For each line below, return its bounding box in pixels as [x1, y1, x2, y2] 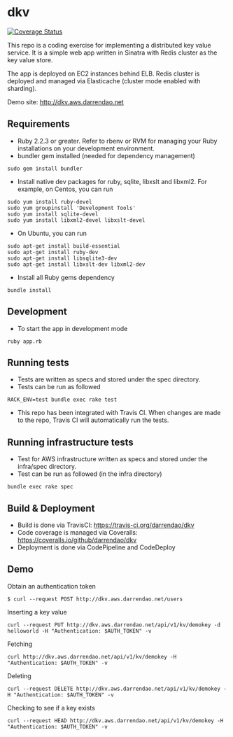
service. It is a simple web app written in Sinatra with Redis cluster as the [7, 48, 218, 57]
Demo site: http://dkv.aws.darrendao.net [7, 97, 124, 106]
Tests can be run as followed [17, 383, 101, 391]
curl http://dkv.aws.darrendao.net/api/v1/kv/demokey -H [7, 653, 177, 660]
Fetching [7, 640, 33, 648]
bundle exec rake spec [7, 484, 73, 491]
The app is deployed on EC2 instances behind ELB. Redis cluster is [7, 69, 200, 78]
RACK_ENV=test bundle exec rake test [7, 396, 118, 403]
